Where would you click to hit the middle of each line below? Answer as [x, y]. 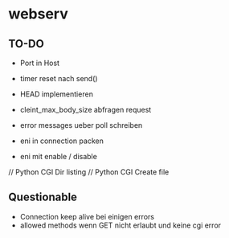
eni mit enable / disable [59, 156]
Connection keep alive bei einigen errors [87, 216]
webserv [38, 14]
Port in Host [40, 63]
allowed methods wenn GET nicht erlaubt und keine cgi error [121, 225]
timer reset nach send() [59, 78]
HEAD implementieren [57, 94]
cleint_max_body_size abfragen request [86, 110]
